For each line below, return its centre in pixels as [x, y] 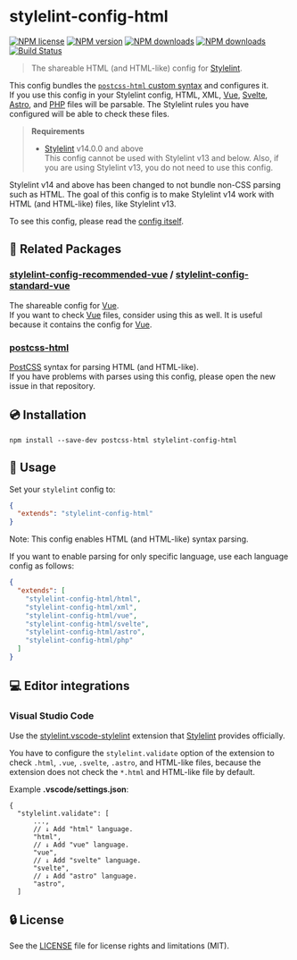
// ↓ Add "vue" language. [81, 845]
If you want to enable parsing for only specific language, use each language [149, 557]
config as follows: [41, 566]
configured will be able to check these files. [89, 114]
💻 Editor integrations [70, 686]
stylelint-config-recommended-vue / [91, 274]
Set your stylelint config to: [62, 489]
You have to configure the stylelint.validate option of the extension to [142, 753]
